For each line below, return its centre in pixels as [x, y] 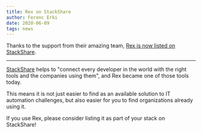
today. [14, 82]
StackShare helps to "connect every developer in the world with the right [96, 69]
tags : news [20, 29]
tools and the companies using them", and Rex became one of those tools [98, 76]
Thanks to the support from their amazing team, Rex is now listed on [91, 46]
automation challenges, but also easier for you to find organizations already [100, 101]
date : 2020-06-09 [28, 23]
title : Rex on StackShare [38, 12]
